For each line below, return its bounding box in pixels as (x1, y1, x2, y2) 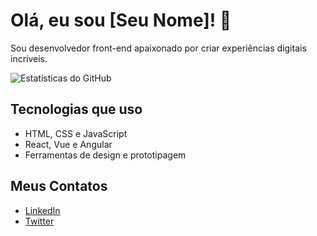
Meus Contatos (10, 178, 108, 195)
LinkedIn (24, 204, 61, 216)
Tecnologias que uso (10, 101, 143, 118)
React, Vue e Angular (24, 138, 113, 150)
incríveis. (10, 52, 48, 64)
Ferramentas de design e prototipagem (24, 149, 187, 161)
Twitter (24, 215, 55, 227)
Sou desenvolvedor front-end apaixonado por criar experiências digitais (10, 42, 307, 54)
